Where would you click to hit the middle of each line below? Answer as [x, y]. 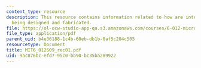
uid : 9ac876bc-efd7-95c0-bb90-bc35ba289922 [61, 56]
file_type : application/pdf [41, 34]
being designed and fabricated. [52, 22]
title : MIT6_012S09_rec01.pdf [44, 50]
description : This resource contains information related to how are [95, 17]
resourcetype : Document [36, 45]
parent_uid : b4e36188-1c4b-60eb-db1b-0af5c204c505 [71, 39]
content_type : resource [36, 12]
